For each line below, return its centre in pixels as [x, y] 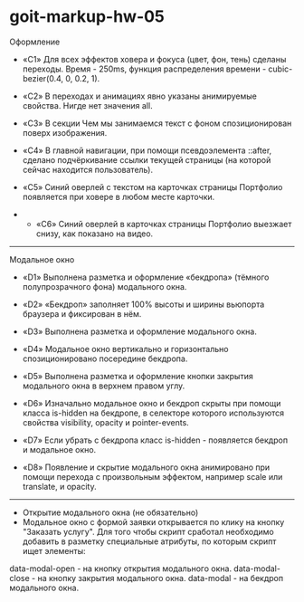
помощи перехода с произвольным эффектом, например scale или [152, 476]
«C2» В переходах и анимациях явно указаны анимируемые [140, 96]
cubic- [280, 69]
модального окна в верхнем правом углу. [104, 386]
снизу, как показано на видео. [95, 234]
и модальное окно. [59, 449]
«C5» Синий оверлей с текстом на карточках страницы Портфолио [152, 186]
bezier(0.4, [43, 78]
